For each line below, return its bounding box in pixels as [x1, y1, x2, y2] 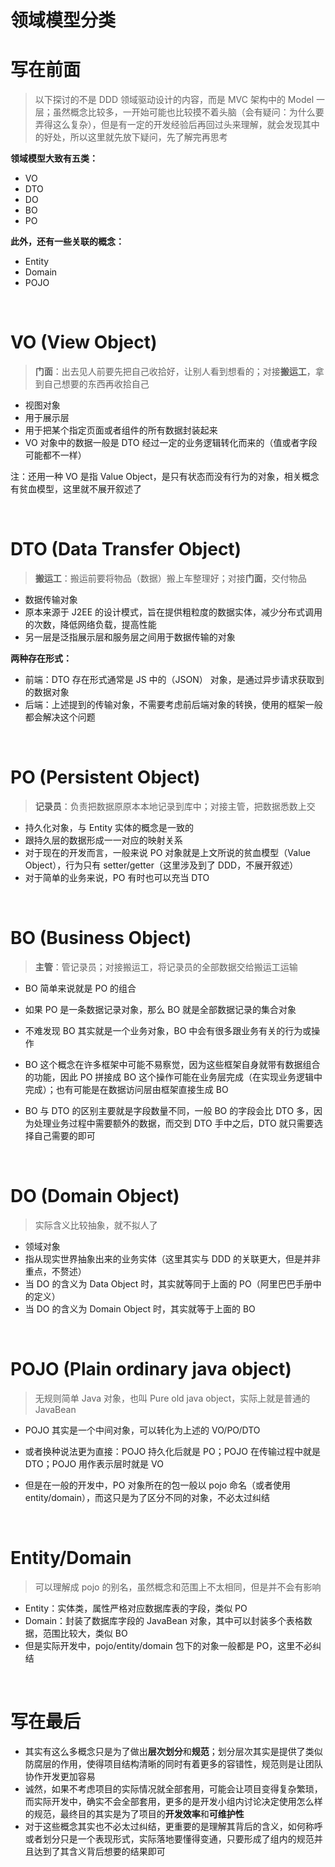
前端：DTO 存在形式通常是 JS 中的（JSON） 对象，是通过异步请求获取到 [24, 674, 325, 685]
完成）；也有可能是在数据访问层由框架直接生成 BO [24, 1083, 229, 1095]
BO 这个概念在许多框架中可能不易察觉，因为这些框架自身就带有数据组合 [24, 1058, 321, 1070]
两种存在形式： [10, 652, 72, 664]
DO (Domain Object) [10, 1185, 180, 1208]
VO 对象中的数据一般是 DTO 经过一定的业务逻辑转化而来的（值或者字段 [24, 437, 318, 449]
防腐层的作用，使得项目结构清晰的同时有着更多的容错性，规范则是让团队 [24, 1757, 323, 1770]
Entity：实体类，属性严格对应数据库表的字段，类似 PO [24, 1602, 248, 1614]
